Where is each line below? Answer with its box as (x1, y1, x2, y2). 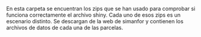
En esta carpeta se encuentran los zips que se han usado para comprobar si (6, 5, 196, 12)
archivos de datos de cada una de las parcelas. (6, 24, 123, 31)
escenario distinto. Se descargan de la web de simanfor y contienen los (6, 18, 184, 24)
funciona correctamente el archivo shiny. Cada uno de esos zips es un (6, 11, 181, 18)
